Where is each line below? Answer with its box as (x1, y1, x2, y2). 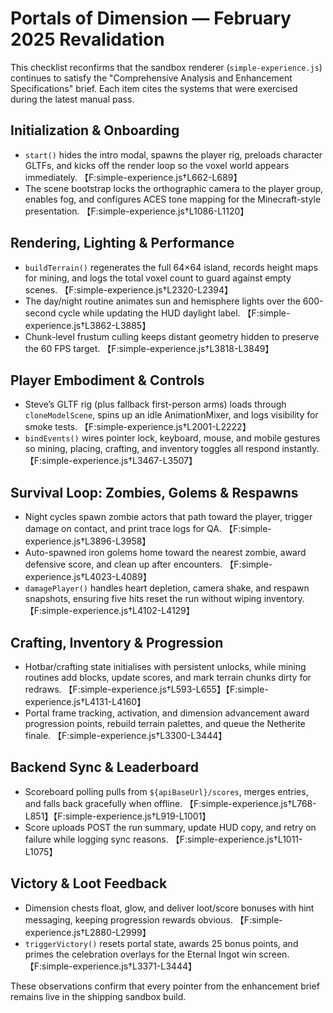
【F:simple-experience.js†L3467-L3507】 (24, 455, 198, 467)
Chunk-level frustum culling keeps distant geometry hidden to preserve (24, 330, 320, 342)
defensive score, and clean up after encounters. (24, 558, 223, 571)
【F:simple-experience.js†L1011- (170, 833, 303, 845)
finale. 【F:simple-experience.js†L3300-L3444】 (24, 730, 228, 741)
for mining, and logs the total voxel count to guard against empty (24, 272, 292, 284)
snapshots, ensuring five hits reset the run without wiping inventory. (24, 593, 305, 605)
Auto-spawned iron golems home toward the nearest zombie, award (24, 547, 307, 559)
